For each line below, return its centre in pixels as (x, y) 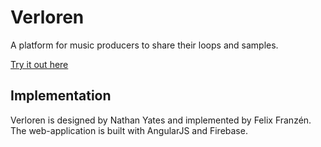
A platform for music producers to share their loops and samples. (144, 45)
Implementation (61, 96)
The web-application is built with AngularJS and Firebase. (129, 130)
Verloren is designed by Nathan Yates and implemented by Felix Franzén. (161, 120)
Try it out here (39, 64)
